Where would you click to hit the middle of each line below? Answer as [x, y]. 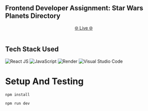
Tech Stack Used [32, 49]
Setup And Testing [44, 81]
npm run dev [17, 103]
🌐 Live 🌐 [84, 28]
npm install [17, 95]
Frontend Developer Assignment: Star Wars [74, 8]
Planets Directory [33, 16]
